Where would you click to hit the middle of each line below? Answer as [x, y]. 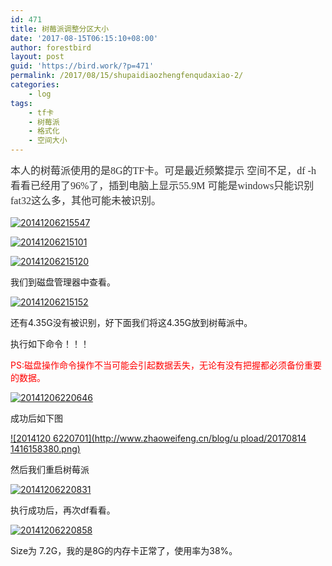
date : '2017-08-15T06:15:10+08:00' [84, 38]
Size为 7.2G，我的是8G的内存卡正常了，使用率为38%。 [124, 550]
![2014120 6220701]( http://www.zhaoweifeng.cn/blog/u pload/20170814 [158, 438]
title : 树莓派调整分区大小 [60, 29]
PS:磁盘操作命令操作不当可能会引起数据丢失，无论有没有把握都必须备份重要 [166, 365]
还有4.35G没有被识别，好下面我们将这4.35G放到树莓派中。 [131, 322]
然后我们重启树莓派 [50, 469]
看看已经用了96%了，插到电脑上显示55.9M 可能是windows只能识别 [162, 185]
